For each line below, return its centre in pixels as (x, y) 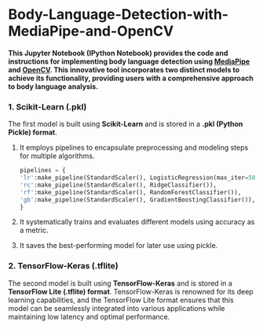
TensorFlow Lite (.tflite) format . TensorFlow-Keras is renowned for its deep (131, 291)
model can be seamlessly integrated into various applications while (117, 308)
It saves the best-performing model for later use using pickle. (119, 246)
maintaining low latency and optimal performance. (89, 316)
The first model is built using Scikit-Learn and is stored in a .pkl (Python (126, 124)
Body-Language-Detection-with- (119, 15)
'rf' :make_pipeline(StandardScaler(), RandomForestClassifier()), (130, 192)
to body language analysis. (53, 86)
